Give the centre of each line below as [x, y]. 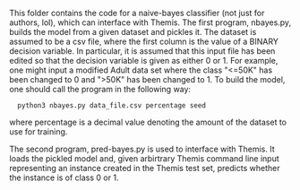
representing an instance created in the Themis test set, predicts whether [145, 168]
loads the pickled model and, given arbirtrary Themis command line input [144, 159]
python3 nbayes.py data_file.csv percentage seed [111, 106]
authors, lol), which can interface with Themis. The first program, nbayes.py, [150, 22]
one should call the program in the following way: [100, 89]
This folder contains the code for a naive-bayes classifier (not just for [137, 13]
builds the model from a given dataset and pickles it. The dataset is [133, 32]
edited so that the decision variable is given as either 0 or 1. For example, [144, 60]
